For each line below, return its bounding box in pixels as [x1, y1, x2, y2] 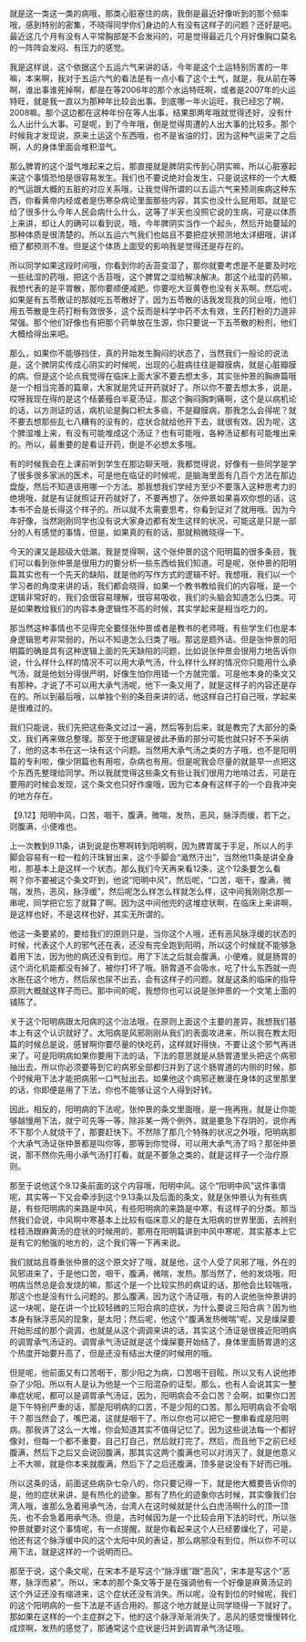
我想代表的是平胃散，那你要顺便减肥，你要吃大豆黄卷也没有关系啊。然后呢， [9, 283, 297, 294]
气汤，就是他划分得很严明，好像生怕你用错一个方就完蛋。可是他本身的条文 [9, 669, 289, 679]
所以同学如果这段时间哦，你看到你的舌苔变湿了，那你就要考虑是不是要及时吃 [9, 260, 297, 271]
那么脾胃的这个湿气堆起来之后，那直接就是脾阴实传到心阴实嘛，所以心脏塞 [9, 161, 289, 171]
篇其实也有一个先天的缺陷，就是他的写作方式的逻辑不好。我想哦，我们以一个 [9, 569, 297, 579]
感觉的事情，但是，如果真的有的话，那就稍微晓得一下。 [40, 527, 249, 537]
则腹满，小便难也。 [9, 821, 82, 832]
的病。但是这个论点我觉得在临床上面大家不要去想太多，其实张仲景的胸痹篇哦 [9, 370, 297, 381]
